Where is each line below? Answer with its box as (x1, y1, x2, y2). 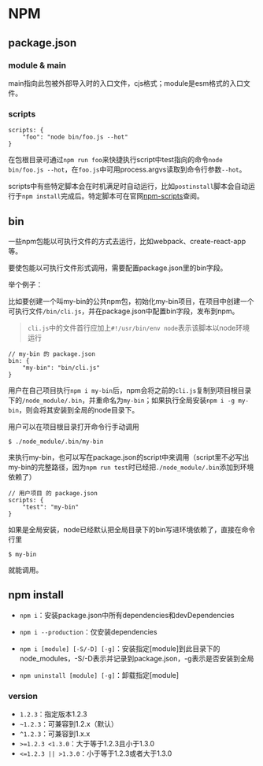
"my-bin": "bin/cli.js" (22, 364, 101, 372)
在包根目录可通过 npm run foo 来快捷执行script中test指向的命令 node (8, 155, 223, 165)
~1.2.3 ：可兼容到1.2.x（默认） (19, 720, 118, 729)
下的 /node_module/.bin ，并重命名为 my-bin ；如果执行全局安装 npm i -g (8, 395, 235, 405)
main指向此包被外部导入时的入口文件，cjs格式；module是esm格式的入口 (8, 78, 244, 87)
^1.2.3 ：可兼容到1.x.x (19, 729, 91, 738)
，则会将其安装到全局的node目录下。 (18, 405, 139, 414)
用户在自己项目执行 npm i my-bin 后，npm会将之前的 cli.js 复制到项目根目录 (8, 385, 252, 394)
